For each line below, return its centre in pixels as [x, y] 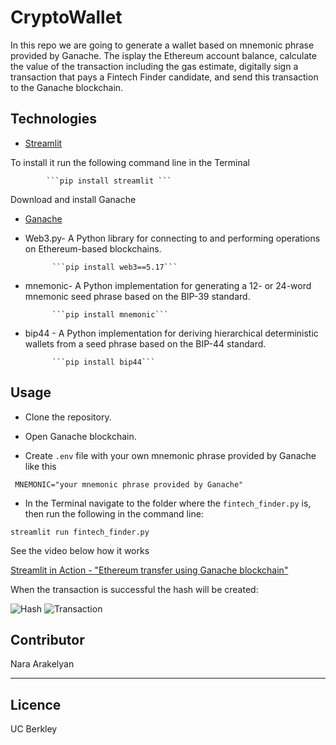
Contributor [47, 639]
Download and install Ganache [73, 199]
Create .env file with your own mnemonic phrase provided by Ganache [170, 455]
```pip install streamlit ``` [109, 181]
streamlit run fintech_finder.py [80, 532]
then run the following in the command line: [114, 513]
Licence [36, 704]
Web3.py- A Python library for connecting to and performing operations [172, 238]
